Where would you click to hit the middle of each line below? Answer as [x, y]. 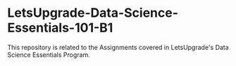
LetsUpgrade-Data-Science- [93, 13]
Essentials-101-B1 [60, 28]
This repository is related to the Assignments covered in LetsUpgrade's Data [118, 47]
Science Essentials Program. [49, 55]
